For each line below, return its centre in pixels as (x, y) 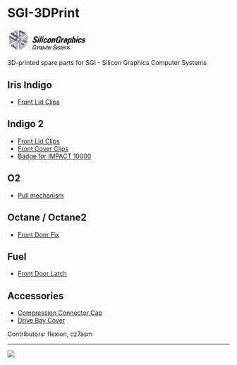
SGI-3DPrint (43, 13)
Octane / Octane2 (47, 218)
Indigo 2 (26, 124)
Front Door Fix (38, 234)
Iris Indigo (30, 85)
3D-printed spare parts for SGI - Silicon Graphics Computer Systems (107, 63)
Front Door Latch (42, 274)
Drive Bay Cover (41, 321)
